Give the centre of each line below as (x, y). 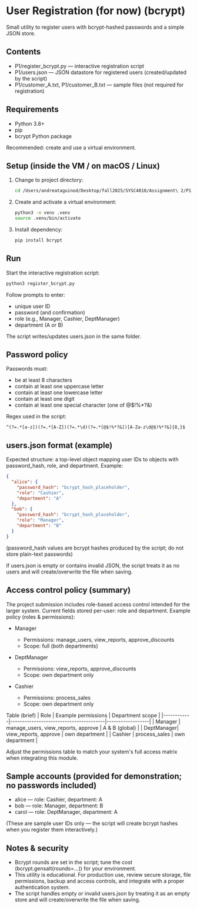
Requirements (32, 110)
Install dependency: (39, 229)
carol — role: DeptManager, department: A (66, 812)
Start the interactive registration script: (53, 273)
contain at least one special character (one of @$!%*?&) (83, 405)
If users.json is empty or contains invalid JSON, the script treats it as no (93, 565)
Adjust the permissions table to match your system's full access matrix (92, 752)
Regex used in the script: (36, 417)
